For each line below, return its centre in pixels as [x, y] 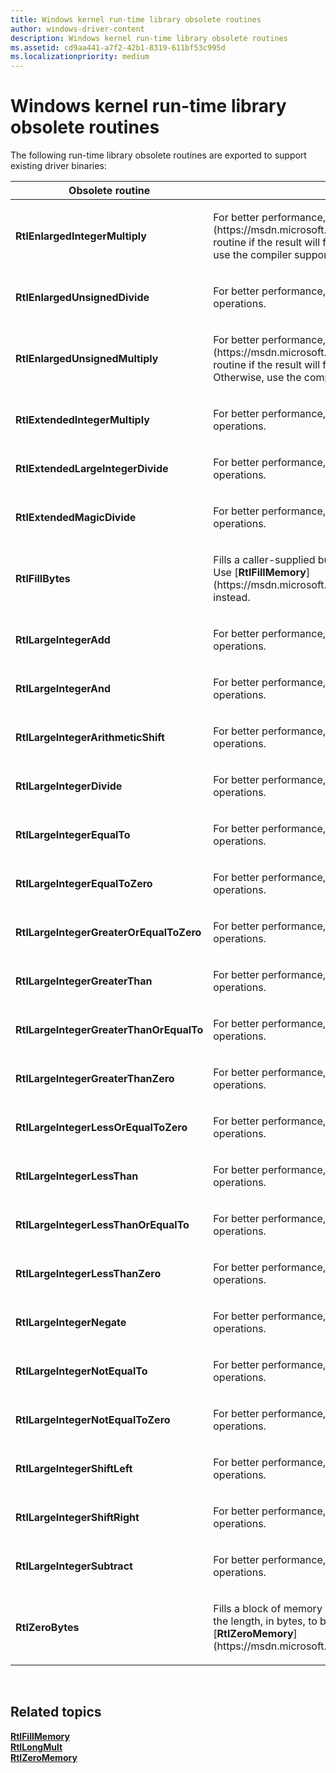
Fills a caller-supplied [264, 560]
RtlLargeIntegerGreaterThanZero [95, 1079]
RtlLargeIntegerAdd [63, 640]
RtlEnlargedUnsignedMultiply [87, 359]
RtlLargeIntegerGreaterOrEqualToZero [108, 933]
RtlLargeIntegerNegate [71, 1323]
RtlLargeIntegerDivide [69, 786]
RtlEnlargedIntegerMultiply [81, 236]
